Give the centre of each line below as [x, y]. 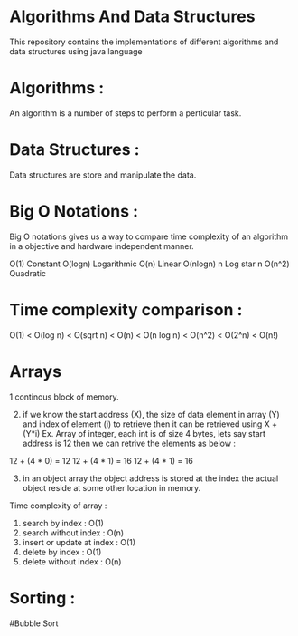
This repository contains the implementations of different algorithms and [144, 42]
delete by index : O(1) [62, 552]
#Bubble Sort [34, 623]
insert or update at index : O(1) [79, 542]
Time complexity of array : [58, 506]
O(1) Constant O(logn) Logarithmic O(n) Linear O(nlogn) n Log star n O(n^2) [150, 264]
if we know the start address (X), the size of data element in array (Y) [151, 414]
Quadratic [28, 273]
